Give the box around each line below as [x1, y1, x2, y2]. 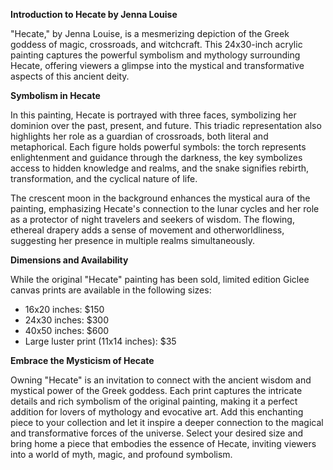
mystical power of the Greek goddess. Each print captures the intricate [10, 385, 303, 396]
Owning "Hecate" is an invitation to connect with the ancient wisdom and [10, 374, 312, 386]
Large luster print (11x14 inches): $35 [24, 335, 177, 347]
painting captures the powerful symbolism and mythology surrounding [10, 49, 301, 61]
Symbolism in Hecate [10, 90, 101, 101]
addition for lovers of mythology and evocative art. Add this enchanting [10, 406, 304, 418]
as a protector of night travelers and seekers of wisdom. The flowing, [10, 214, 295, 225]
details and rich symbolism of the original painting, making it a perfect [10, 395, 298, 407]
